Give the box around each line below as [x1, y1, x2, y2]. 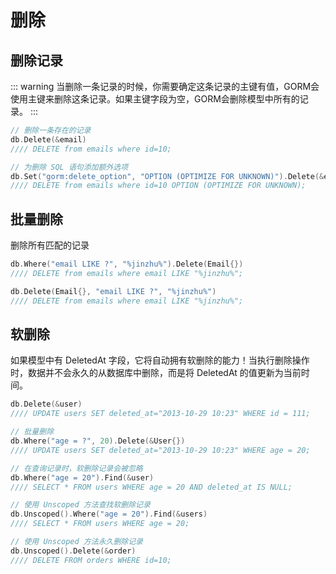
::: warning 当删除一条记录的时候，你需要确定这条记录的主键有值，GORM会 [10, 81, 320, 92]
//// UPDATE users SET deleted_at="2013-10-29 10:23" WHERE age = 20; [10, 445, 311, 455]
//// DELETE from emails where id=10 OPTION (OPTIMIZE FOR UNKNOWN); [10, 181, 307, 191]
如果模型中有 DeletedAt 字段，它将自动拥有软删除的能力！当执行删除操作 [10, 354, 310, 366]
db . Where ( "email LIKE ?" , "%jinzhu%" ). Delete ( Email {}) [10, 259, 244, 270]
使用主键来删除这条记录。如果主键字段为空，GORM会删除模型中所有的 [10, 93, 300, 105]
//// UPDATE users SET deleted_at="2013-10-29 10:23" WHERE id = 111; [10, 409, 311, 419]
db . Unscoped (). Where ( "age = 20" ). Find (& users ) [10, 509, 208, 520]
